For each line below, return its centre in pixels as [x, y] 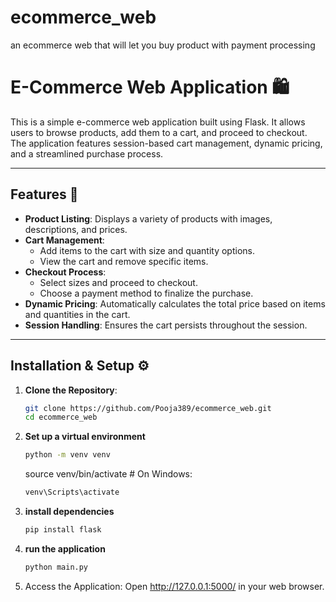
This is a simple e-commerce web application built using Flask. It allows [158, 122]
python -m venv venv [67, 455]
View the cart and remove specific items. [124, 261]
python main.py [56, 567]
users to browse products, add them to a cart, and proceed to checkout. [159, 132]
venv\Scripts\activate [72, 492]
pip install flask [63, 530]
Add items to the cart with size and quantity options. [147, 250]
